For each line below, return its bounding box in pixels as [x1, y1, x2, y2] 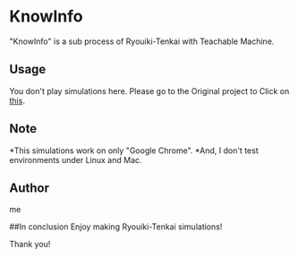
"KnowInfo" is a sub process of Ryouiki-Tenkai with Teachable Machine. [9, 36, 275, 47]
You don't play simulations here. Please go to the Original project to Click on [9, 85, 290, 96]
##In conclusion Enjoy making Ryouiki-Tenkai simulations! [9, 221, 223, 232]
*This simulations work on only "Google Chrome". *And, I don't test [9, 145, 259, 156]
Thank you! [9, 239, 51, 250]
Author [9, 180, 49, 195]
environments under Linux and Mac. [9, 154, 142, 165]
